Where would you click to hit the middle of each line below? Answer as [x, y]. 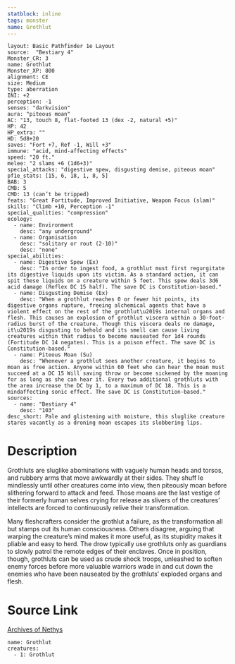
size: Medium [26, 83]
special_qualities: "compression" [58, 213]
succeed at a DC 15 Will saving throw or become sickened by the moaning [118, 374]
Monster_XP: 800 [31, 71]
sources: [20, 398]
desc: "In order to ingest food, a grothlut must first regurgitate [122, 269]
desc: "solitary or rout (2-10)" [69, 244]
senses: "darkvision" [39, 108]
